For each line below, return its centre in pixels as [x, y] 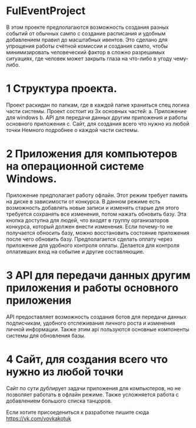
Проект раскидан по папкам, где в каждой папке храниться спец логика [98, 105]
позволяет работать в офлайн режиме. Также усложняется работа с [93, 394]
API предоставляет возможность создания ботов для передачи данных [96, 317]
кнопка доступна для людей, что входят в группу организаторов [87, 220]
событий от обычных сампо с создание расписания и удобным [86, 33]
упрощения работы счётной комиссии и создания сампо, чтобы [87, 46]
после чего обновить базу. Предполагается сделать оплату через [89, 239]
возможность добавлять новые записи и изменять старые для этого [93, 208]
